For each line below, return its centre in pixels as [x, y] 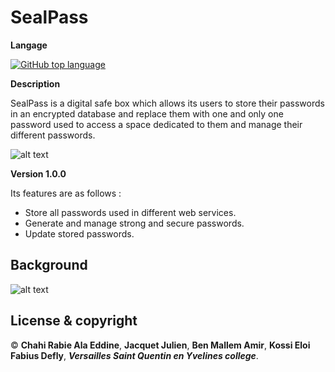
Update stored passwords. [79, 233]
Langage [29, 45]
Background [49, 265]
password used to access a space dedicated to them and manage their [156, 124]
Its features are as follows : [66, 193]
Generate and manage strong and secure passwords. [134, 223]
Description [35, 83]
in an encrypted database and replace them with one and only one [147, 113]
